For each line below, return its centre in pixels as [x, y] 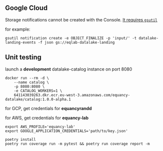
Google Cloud [26, 8]
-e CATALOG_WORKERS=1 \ [38, 91]
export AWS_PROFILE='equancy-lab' [40, 127]
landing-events [21, 42]
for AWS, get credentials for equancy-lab [47, 118]
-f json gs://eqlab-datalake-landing [76, 42]
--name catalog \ [32, 82]
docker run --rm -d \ [27, 78]
